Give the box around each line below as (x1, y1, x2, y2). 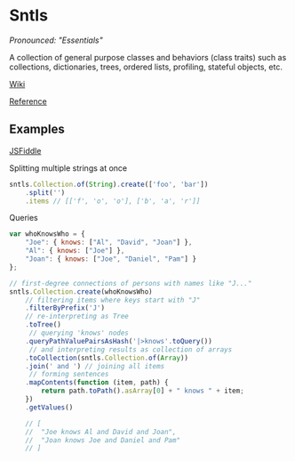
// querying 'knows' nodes (28, 328, 129, 337)
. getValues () (25, 402, 74, 412)
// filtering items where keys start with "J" (25, 295, 201, 304)
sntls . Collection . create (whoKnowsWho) (9, 287, 153, 296)
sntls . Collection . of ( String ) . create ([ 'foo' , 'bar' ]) (9, 180, 209, 189)
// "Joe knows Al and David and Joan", (25, 427, 177, 436)
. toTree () (25, 320, 62, 329)
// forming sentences (28, 370, 109, 379)
